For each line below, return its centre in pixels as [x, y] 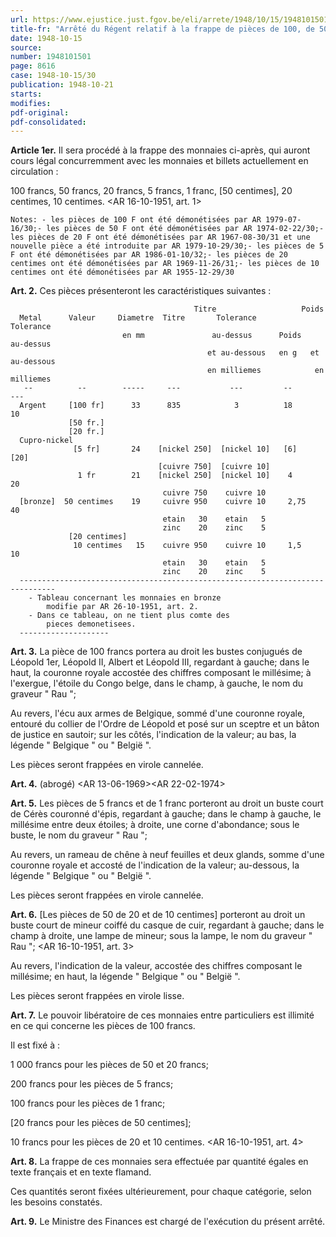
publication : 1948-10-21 [62, 85]
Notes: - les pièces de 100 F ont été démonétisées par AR [136, 220]
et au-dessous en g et [263, 353]
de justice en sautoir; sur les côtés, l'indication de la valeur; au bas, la [153, 735]
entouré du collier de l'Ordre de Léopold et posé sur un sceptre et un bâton [165, 724]
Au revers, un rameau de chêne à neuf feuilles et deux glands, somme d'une [167, 855]
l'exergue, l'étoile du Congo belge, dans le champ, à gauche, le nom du [157, 683]
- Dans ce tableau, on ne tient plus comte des [129, 616]
